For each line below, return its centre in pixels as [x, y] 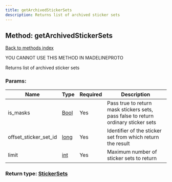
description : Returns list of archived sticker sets [63, 15]
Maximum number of [132, 152]
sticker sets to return [132, 158]
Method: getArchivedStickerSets [59, 36]
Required [91, 94]
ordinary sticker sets [132, 122]
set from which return [133, 137]
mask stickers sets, [130, 109]
